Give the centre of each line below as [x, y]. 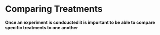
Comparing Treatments [54, 9]
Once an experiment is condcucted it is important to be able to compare [80, 22]
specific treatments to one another [41, 27]
